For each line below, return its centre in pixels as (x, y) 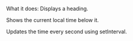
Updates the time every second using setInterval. (66, 31)
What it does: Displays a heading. (47, 9)
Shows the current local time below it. (53, 20)
